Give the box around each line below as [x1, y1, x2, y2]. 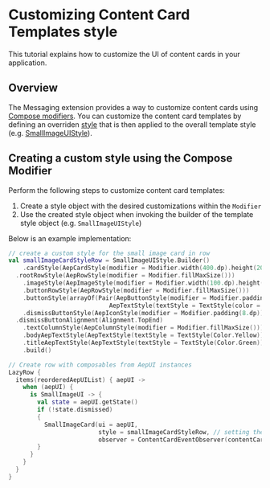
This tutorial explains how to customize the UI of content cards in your [8, 49, 241, 59]
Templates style [8, 23, 118, 41]
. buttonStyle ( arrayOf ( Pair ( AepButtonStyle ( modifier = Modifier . [22, 293, 243, 302]
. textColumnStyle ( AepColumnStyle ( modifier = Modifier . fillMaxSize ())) [22, 324, 264, 332]
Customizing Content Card [8, 6, 190, 24]
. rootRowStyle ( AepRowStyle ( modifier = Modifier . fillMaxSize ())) [15, 272, 235, 280]
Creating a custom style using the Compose [8, 151, 233, 166]
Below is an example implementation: [8, 233, 132, 243]
